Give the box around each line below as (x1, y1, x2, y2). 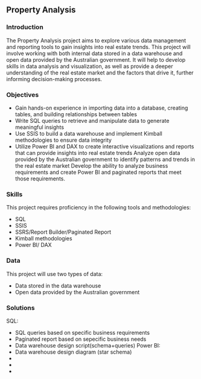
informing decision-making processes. (6, 75, 103, 82)
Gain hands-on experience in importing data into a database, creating (14, 104, 188, 111)
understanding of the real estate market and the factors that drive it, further (6, 69, 194, 76)
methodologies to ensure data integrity (14, 136, 112, 143)
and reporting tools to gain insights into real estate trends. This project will (6, 43, 191, 50)
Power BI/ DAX (14, 242, 53, 249)
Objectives (6, 90, 39, 99)
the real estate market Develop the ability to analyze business (14, 162, 168, 169)
